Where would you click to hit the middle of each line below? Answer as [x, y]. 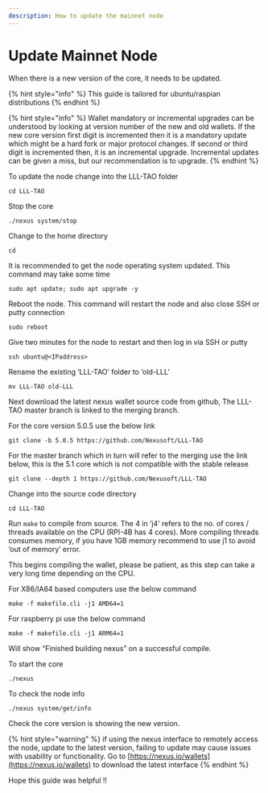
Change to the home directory [58, 235]
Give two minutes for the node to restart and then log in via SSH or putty [128, 342]
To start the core [36, 664]
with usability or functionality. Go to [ [69, 756]
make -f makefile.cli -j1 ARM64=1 [66, 633]
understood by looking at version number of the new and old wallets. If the [132, 127]
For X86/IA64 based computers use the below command [103, 588]
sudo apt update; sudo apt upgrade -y [73, 289]
